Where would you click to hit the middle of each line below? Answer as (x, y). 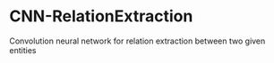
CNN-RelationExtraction (101, 16)
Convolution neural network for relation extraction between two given (137, 41)
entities (23, 50)
